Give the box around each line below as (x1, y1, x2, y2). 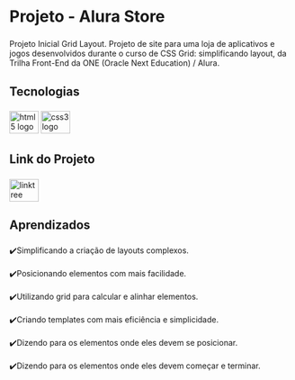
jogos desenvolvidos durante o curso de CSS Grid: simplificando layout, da (9, 48, 287, 59)
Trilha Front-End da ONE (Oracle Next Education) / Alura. (9, 58, 220, 68)
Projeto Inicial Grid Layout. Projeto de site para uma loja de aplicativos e (9, 39, 275, 50)
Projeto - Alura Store (9, 6, 165, 27)
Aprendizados (9, 218, 91, 233)
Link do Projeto (9, 151, 95, 167)
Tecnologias (9, 84, 80, 99)
